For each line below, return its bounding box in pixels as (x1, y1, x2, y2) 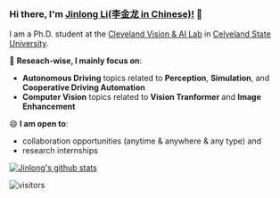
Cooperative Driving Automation (21, 82, 145, 93)
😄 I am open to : (9, 119, 69, 129)
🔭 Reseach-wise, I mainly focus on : (9, 55, 143, 66)
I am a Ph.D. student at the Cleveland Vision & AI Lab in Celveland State (9, 29, 272, 39)
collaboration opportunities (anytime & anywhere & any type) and (21, 136, 261, 146)
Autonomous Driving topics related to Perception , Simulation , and (21, 73, 270, 84)
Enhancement (21, 101, 76, 112)
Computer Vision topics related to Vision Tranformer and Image (21, 92, 261, 103)
